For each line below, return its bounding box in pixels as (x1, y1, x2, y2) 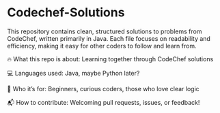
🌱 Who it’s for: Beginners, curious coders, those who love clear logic (7, 84, 200, 93)
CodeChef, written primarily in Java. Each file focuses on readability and (7, 34, 210, 42)
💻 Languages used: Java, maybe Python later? (7, 69, 140, 77)
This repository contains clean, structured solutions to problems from (7, 27, 202, 35)
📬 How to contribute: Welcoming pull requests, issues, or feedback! (7, 98, 200, 106)
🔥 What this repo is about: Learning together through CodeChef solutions (7, 54, 214, 63)
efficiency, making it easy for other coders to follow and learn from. (7, 42, 197, 50)
